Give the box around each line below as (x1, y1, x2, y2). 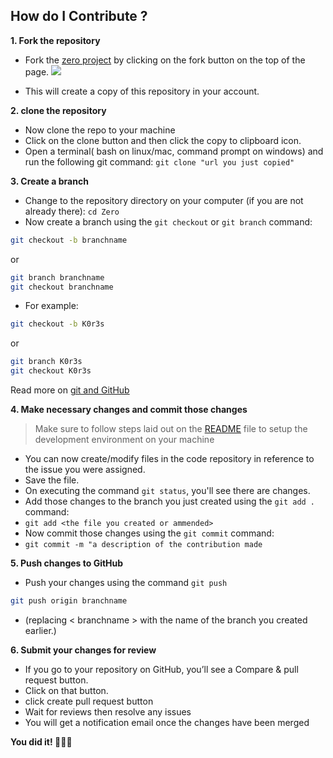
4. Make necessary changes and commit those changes (10, 404, 248, 416)
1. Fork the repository (10, 34, 101, 46)
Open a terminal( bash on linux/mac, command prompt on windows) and (24, 145, 324, 157)
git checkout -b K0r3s (10, 319, 105, 329)
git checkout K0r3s (10, 366, 92, 376)
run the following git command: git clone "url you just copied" (24, 155, 295, 168)
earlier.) (24, 624, 57, 636)
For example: (24, 300, 79, 312)
